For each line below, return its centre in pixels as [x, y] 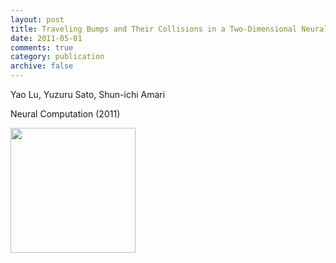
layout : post [37, 19]
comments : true [42, 47]
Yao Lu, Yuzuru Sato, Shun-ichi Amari [88, 94]
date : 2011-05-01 [46, 38]
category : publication [57, 57]
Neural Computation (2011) [65, 114]
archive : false [42, 66]
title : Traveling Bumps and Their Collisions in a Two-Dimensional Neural [169, 29]
